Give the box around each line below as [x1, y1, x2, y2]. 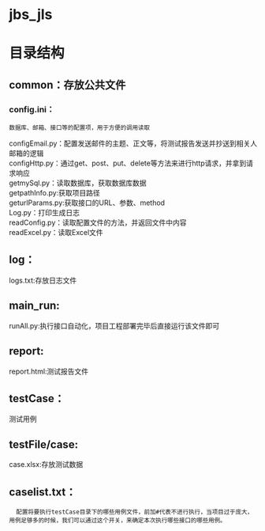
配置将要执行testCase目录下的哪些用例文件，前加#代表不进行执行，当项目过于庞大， [16, 508, 253, 516]
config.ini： [9, 104, 55, 115]
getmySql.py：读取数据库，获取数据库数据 [9, 178, 147, 188]
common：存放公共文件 [9, 78, 126, 92]
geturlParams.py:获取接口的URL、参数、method [9, 198, 165, 207]
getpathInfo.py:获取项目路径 [9, 188, 101, 198]
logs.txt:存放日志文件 [9, 275, 77, 285]
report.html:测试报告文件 [9, 366, 89, 376]
